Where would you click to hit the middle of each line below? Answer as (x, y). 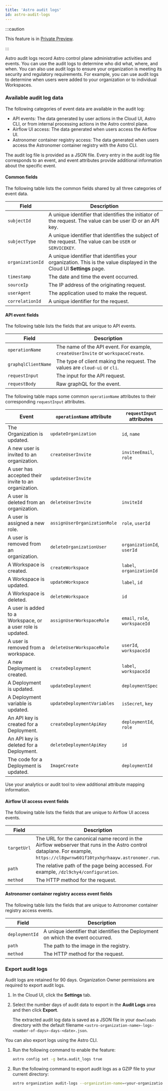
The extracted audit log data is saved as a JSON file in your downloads (84, 1020)
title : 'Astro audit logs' (33, 10)
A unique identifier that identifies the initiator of (103, 214)
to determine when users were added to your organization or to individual (81, 79)
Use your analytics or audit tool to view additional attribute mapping (75, 784)
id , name (131, 434)
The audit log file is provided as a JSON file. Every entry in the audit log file (82, 155)
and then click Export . (35, 1010)
